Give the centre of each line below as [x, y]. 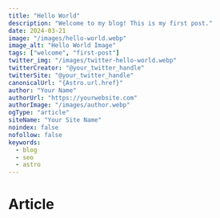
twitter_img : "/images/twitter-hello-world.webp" [93, 61]
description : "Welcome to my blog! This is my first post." [111, 23]
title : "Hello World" [44, 16]
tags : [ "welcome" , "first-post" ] [64, 53]
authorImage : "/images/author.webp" [69, 105]
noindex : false [34, 127]
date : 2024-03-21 [37, 30]
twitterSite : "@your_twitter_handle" [71, 75]
